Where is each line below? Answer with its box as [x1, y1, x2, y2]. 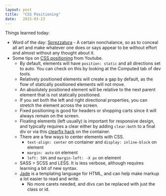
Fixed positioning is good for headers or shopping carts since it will [19, 108, 157, 114]
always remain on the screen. [19, 113, 80, 119]
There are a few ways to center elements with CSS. [19, 134, 124, 140]
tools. [19, 71, 31, 77]
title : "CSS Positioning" [5, 12, 61, 17]
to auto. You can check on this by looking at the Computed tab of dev [19, 66, 162, 72]
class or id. [27, 186, 49, 193]
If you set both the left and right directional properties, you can [19, 97, 148, 103]
